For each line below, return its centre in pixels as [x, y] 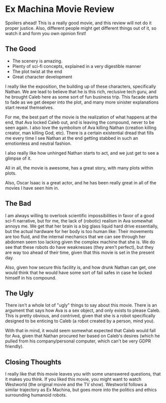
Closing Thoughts [33, 362]
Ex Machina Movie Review [60, 9]
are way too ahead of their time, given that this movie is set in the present [80, 252]
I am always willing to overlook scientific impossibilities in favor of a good [80, 215]
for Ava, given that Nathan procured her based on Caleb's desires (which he [83, 336]
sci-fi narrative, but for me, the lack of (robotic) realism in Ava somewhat [79, 221]
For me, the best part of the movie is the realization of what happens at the [81, 117]
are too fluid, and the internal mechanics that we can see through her [75, 236]
